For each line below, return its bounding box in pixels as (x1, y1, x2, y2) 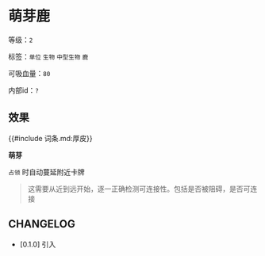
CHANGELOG (8, 217, 75, 231)
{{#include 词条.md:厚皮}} (8, 133, 93, 143)
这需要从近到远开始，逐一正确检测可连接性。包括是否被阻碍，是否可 (27, 184, 251, 193)
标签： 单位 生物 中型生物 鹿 (8, 52, 89, 61)
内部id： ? (8, 85, 40, 95)
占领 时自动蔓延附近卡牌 (8, 167, 85, 177)
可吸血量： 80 (8, 68, 51, 78)
